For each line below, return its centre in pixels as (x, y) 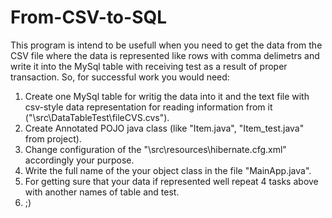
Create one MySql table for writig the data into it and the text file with (167, 96)
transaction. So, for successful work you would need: (120, 77)
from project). (53, 138)
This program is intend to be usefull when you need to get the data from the (166, 45)
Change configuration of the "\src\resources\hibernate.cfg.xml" (155, 149)
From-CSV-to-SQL (89, 17)
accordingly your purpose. (79, 160)
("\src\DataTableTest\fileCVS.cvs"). (97, 117)
